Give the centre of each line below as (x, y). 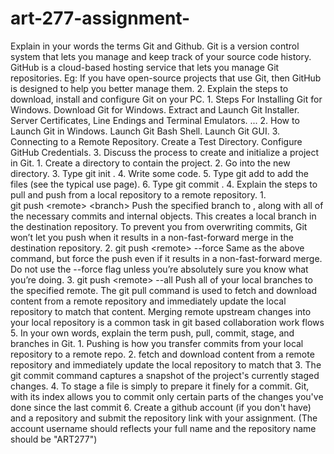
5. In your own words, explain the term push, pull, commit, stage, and (152, 333)
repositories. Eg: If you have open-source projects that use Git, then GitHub (166, 78)
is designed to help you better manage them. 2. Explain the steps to (149, 88)
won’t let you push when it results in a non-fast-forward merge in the (152, 237)
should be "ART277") (54, 439)
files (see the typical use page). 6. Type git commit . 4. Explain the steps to (164, 184)
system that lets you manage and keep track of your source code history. (161, 56)
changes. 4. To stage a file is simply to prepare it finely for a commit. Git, (160, 386)
